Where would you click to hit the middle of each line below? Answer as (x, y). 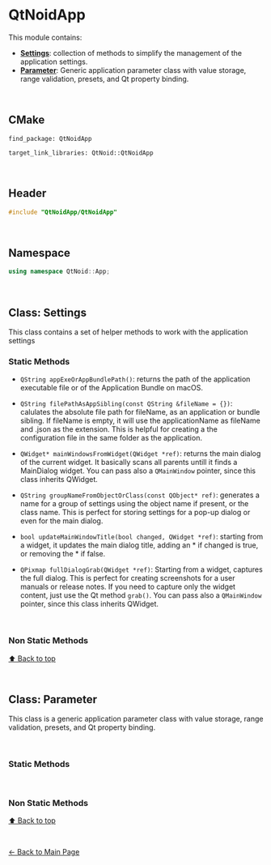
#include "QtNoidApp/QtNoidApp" (63, 212)
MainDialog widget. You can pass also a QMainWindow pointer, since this (138, 471)
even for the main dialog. (61, 521)
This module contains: (45, 37)
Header (28, 193)
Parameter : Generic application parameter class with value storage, (133, 70)
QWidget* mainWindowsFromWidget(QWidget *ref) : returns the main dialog (140, 454)
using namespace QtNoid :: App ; (59, 272)
